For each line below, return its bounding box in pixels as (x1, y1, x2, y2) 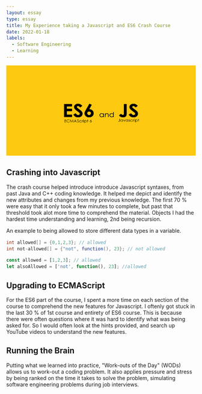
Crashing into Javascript (6, 167, 101, 177)
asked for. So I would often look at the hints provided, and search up (6, 322, 176, 329)
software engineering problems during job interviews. (6, 381, 139, 388)
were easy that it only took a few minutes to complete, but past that (6, 202, 173, 210)
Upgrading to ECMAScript (6, 280, 105, 291)
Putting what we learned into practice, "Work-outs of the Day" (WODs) (6, 362, 182, 369)
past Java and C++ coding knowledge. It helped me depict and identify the (6, 189, 192, 197)
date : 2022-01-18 (6, 29, 50, 35)
